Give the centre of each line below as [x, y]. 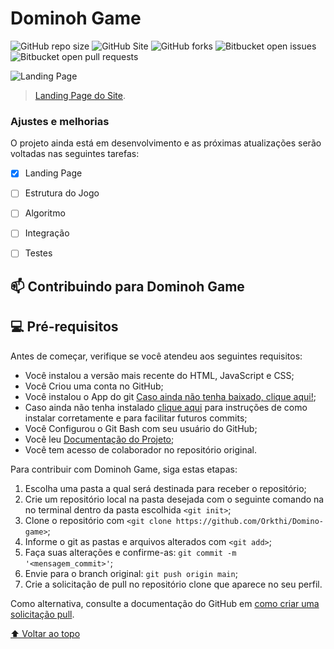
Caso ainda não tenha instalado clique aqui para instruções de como [166, 407]
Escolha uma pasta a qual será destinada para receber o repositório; [165, 488]
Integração [47, 233]
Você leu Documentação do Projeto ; [99, 439]
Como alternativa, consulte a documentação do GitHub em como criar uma [165, 603]
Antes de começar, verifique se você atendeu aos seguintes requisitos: [156, 356]
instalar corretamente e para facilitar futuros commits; [136, 418]
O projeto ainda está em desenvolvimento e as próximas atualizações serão [166, 143]
